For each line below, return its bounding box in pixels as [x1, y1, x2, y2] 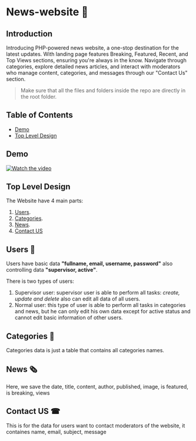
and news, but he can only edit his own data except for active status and [14, 308, 191, 315]
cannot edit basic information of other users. [14, 314, 123, 321]
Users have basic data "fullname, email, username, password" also [6, 260, 173, 267]
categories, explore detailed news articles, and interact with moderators [6, 63, 181, 70]
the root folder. [20, 93, 57, 100]
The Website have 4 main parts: [6, 197, 84, 205]
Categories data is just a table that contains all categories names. [6, 347, 165, 354]
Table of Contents [6, 110, 74, 120]
